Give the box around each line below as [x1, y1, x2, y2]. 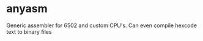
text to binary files [6, 28, 52, 35]
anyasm [6, 2, 48, 16]
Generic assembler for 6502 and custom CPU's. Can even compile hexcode [6, 22, 197, 29]
